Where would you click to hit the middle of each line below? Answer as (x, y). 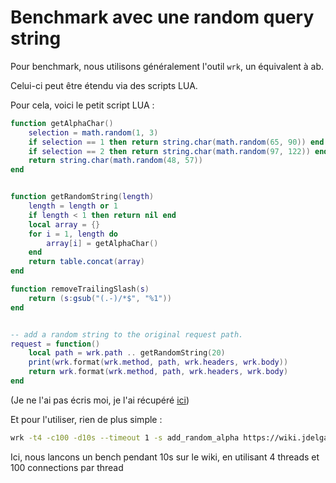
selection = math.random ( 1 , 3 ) (93, 132)
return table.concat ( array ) (86, 262)
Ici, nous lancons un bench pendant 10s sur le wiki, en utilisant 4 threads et (165, 457)
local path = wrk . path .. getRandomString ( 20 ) (127, 353)
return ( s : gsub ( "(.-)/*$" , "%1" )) (100, 298)
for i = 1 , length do (73, 234)
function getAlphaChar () (62, 123)
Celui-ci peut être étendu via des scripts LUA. (104, 85)
